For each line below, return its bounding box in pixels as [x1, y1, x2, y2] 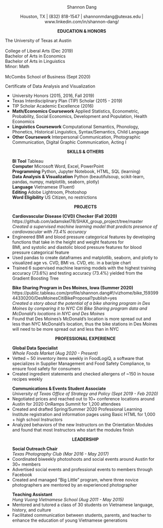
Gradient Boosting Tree [12, 275, 59, 281]
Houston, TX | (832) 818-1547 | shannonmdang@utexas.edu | [20, 14, 144, 19]
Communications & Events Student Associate [12, 386, 106, 391]
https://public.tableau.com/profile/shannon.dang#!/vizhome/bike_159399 [12, 290, 159, 296]
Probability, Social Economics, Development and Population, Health [12, 113, 147, 119]
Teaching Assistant [12, 491, 53, 497]
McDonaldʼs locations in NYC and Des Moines [12, 311, 105, 316]
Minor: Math [5, 63, 30, 69]
